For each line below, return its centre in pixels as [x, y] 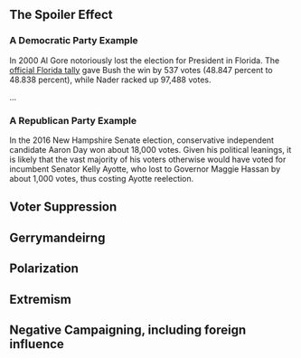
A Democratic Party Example [74, 41]
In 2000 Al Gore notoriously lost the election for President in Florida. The [145, 60]
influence [37, 344]
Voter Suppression [63, 207]
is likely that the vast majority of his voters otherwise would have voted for [148, 159]
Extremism [41, 299]
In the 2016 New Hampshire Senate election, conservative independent [141, 140]
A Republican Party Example [73, 120]
